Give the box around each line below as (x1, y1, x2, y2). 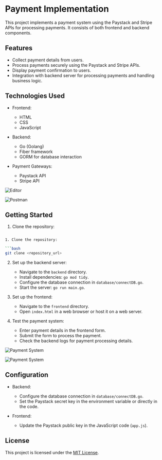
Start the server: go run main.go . (19, 285, 85, 290)
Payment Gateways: (12, 163, 53, 169)
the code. (19, 403, 39, 409)
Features (5, 44, 33, 52)
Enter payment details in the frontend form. (19, 327, 106, 333)
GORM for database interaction (19, 153, 82, 159)
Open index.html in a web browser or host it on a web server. (19, 308, 143, 314)
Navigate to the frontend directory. (19, 304, 89, 309)
